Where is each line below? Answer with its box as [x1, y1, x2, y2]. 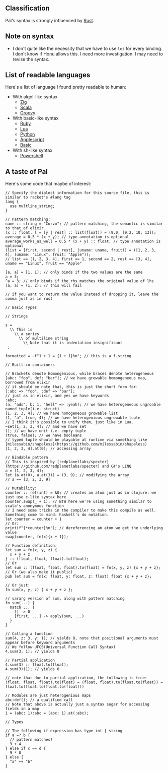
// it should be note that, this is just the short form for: [5, 384, 138, 390]
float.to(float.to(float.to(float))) [5, 684, 85, 689]
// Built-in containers [5, 362, 55, 367]
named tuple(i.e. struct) [5, 407, 59, 412]
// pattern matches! [10, 737, 53, 742]
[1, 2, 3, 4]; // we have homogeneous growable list [5, 411, 118, 416]
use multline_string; [10, 204, 55, 209]
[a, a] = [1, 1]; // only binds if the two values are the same [5, 270, 143, 275]
